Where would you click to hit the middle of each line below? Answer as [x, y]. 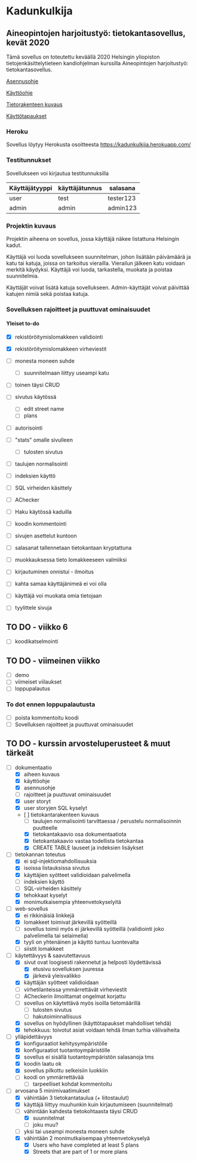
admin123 [122, 208]
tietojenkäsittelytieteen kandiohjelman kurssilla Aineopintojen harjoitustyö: [97, 63]
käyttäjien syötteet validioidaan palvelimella [77, 875]
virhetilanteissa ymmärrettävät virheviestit [75, 989]
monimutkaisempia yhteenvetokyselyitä [72, 902]
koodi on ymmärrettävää [54, 1077]
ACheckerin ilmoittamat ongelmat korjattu [75, 996]
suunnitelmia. [23, 276]
